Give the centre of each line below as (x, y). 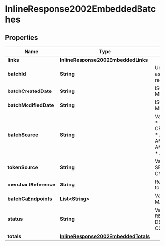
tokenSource (23, 167)
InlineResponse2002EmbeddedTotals (105, 236)
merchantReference (31, 184)
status (15, 219)
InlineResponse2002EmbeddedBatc (81, 9)
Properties (22, 38)
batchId (17, 74)
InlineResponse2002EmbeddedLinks (104, 60)
